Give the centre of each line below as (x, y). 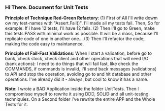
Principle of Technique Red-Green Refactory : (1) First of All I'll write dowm (82, 18)
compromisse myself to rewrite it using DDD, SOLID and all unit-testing (77, 94)
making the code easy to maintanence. (45, 44)
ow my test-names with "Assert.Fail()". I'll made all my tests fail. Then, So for (82, 23)
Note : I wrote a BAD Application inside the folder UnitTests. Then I (72, 89)
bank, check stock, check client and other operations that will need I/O (77, 59)
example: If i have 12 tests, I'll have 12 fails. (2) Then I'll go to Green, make (80, 28)
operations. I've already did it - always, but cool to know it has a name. (77, 79)
